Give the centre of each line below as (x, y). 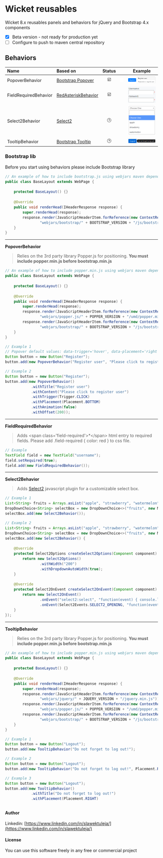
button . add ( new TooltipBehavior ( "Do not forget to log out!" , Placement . (81, 769)
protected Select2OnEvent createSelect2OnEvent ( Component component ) (86, 590)
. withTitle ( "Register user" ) (60, 387)
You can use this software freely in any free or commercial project (71, 851)
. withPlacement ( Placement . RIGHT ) (65, 799)
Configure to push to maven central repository (58, 42)
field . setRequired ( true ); (31, 460)
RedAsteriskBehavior (77, 95)
